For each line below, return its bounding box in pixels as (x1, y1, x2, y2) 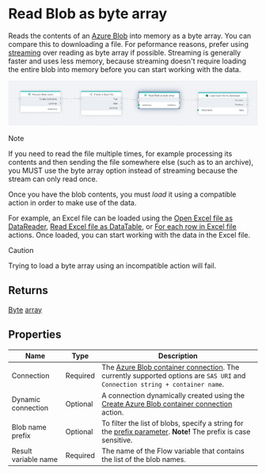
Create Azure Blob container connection (101, 399, 233, 408)
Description (158, 351, 198, 361)
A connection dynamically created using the (101, 390, 245, 400)
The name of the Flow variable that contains (101, 446, 245, 456)
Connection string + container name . (101, 380, 224, 389)
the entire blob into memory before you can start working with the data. (8, 64, 241, 74)
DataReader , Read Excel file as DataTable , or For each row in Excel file (8, 221, 237, 231)
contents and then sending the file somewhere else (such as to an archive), (8, 157, 254, 166)
